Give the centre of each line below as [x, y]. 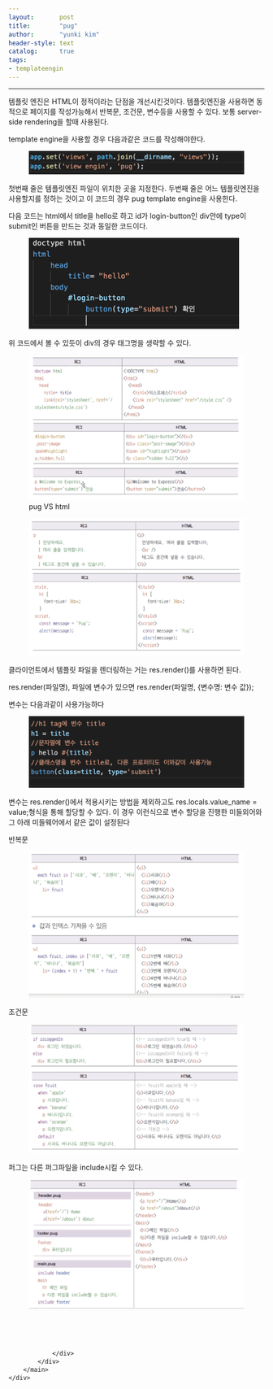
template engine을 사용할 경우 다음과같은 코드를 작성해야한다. [107, 139]
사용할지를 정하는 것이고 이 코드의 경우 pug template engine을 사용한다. [123, 198]
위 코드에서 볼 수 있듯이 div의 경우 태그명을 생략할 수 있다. [100, 343]
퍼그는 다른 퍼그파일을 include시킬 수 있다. [76, 1167]
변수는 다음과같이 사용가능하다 [56, 704]
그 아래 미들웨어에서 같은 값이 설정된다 [69, 822]
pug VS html [50, 506]
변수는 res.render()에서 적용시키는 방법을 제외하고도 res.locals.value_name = [133, 802]
